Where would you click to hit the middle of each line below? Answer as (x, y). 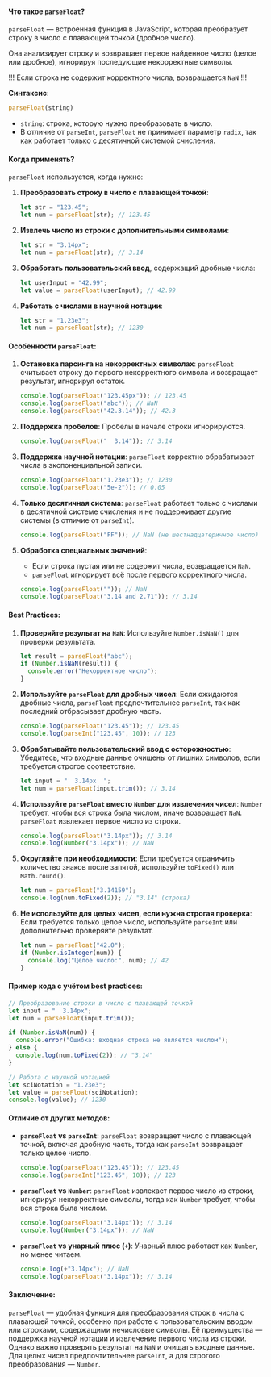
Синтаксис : (29, 94)
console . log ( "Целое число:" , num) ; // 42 (98, 960)
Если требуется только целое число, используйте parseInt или (129, 922)
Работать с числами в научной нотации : (91, 306)
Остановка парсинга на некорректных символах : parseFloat (127, 364)
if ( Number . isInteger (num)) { (71, 953)
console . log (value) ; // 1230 (57, 1100)
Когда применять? (42, 159)
